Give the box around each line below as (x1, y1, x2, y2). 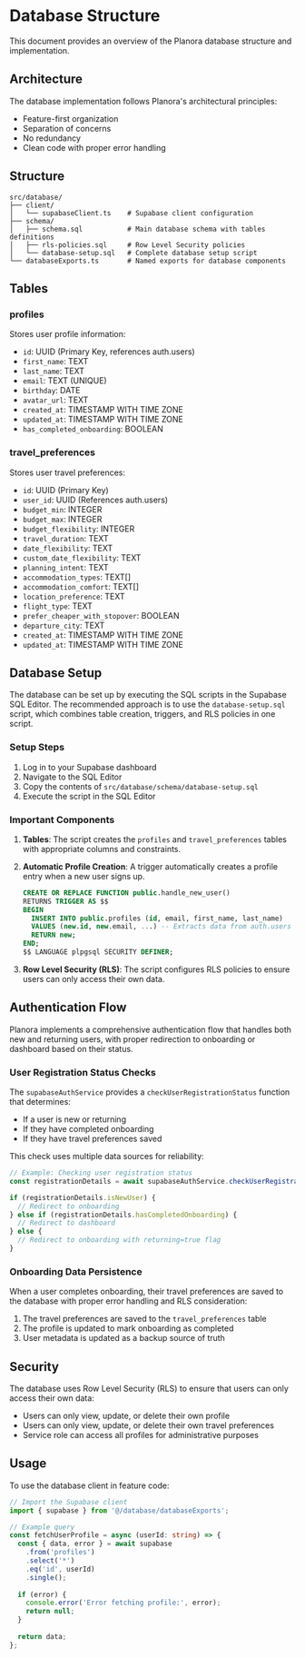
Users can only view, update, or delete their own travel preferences (22, 1420, 275, 1431)
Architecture (9, 72, 84, 87)
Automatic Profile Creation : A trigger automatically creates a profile (22, 860, 279, 872)
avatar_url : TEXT (22, 394, 89, 405)
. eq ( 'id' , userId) (25, 1564, 95, 1574)
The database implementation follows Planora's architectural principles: (9, 95, 278, 106)
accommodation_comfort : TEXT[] (22, 581, 139, 591)
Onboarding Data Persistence (9, 1265, 143, 1277)
